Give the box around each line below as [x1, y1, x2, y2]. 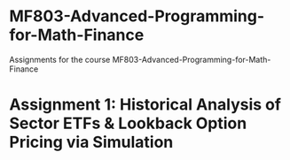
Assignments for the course [9, 54, 111, 65]
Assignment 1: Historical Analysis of [9, 95, 282, 115]
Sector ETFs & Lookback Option [9, 113, 247, 133]
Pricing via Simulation [9, 133, 174, 152]
